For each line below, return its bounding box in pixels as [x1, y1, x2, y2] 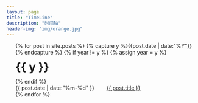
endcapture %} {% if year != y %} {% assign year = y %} [24, 49, 167, 56]
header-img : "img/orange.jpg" [6, 25, 83, 32]
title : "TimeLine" [6, 15, 53, 21]
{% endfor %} [15, 91, 51, 98]
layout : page [6, 8, 40, 15]
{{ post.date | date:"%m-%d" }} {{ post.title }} [15, 84, 141, 91]
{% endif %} [15, 78, 47, 85]
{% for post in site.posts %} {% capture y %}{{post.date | [15, 42, 160, 50]
